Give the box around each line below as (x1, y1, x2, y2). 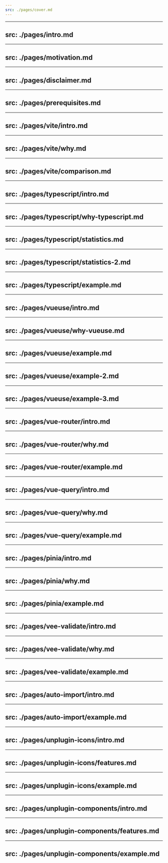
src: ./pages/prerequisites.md (5, 98, 101, 107)
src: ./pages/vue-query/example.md (5, 531, 122, 539)
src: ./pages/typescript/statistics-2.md (5, 258, 131, 266)
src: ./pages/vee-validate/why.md (5, 644, 115, 653)
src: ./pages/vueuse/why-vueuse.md (5, 326, 125, 335)
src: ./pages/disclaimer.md (5, 76, 91, 84)
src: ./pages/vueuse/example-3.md (5, 394, 119, 403)
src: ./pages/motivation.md (5, 53, 93, 61)
